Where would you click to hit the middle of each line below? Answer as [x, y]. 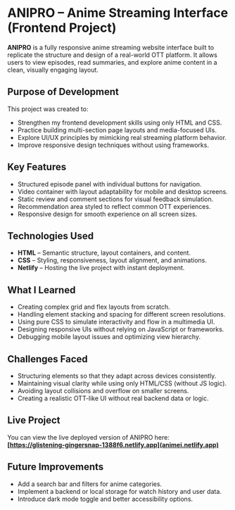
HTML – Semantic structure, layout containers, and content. [104, 253]
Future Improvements [56, 467]
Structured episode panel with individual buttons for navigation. [109, 184]
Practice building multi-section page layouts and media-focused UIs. [117, 130]
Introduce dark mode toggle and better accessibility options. [105, 499]
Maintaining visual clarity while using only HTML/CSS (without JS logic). [122, 383]
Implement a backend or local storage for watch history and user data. [119, 491]
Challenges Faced [47, 359]
